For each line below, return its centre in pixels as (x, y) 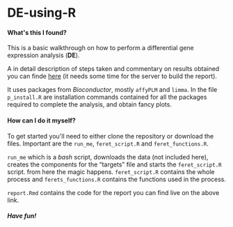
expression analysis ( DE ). (43, 55)
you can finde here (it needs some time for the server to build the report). (112, 76)
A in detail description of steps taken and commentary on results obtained (113, 69)
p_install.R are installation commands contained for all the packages (107, 97)
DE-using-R (42, 13)
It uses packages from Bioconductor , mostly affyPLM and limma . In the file (112, 90)
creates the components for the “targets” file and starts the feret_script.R (114, 164)
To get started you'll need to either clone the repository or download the (111, 136)
